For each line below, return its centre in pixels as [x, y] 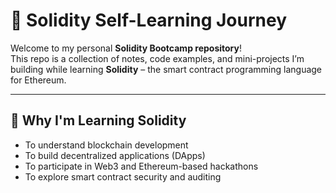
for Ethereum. [38, 80]
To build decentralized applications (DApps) [115, 155]
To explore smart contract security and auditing [123, 176]
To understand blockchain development [106, 145]
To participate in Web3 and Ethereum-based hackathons [141, 166]
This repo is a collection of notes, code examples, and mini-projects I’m [157, 58]
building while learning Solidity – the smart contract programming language [166, 69]
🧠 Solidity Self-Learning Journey [149, 20]
